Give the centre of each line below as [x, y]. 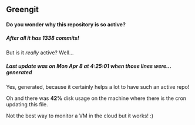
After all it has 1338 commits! [43, 38]
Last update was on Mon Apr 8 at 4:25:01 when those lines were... [89, 66]
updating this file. [27, 104]
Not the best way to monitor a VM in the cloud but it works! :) [80, 116]
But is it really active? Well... [40, 53]
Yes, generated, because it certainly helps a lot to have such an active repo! [98, 86]
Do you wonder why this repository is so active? [66, 24]
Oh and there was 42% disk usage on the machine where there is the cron [96, 98]
